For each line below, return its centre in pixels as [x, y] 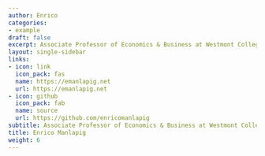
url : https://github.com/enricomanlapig [82, 118]
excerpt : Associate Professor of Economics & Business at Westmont [121, 45]
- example [24, 30]
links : [19, 60]
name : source [37, 111]
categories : [28, 23]
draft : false [30, 37]
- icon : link [30, 67]
